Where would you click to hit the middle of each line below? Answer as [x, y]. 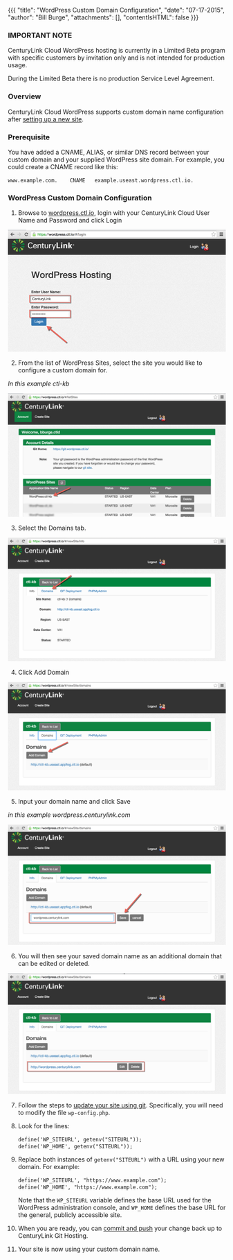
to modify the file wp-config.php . [64, 1112]
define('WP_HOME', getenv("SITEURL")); [75, 1146]
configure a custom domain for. [63, 370]
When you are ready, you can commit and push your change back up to [120, 1228]
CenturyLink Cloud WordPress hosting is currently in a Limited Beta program [116, 51]
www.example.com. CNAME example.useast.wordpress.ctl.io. [101, 180]
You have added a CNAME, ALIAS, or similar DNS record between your [109, 152]
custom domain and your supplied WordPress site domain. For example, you [116, 159]
